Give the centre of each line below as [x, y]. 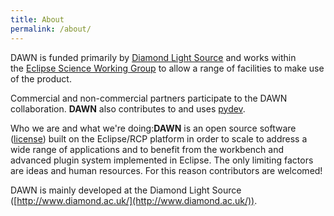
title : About [37, 19]
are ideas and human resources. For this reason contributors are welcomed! [166, 170]
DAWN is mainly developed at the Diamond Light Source [126, 190]
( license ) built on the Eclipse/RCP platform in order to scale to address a [159, 138]
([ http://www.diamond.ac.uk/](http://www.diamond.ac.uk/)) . [134, 200]
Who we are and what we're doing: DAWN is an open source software [153, 128]
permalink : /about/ [51, 29]
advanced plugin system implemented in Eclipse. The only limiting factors [162, 160]
